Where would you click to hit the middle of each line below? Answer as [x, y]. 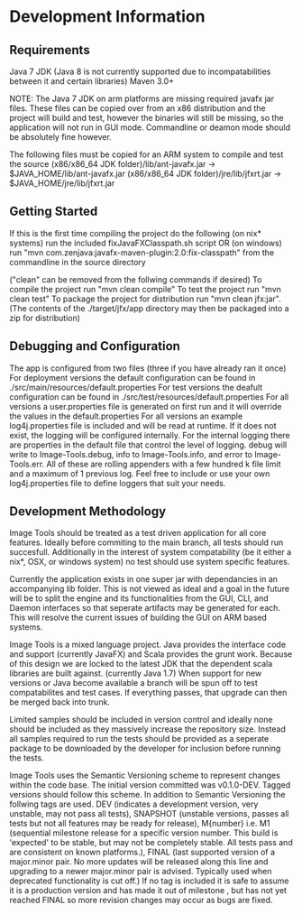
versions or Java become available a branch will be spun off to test [134, 683]
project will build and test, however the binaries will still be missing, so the [146, 118]
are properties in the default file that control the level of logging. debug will [148, 445]
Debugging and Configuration [95, 346]
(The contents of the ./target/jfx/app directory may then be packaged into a [150, 308]
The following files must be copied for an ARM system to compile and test [146, 154]
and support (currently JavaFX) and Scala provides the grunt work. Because [151, 654]
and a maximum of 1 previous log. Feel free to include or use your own [140, 473]
